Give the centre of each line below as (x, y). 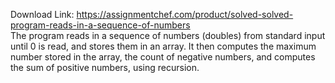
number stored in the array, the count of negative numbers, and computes (163, 57)
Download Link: (42, 14)
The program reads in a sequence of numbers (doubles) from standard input (168, 35)
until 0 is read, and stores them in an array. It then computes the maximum (163, 46)
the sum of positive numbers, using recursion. (105, 67)
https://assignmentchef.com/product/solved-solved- (185, 14)
